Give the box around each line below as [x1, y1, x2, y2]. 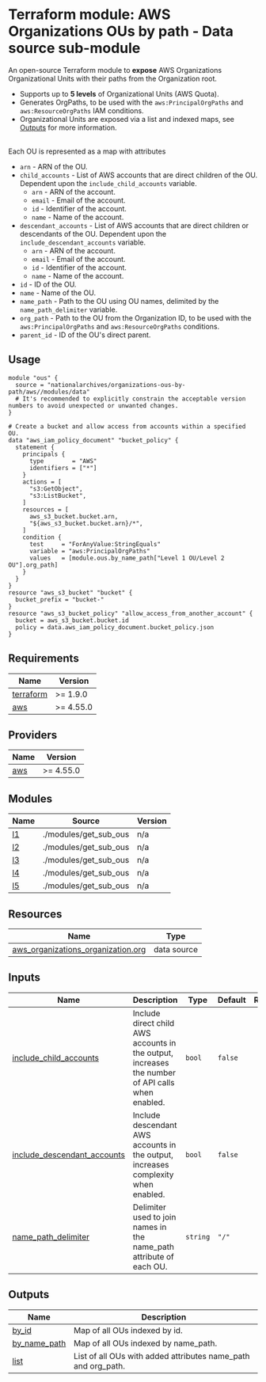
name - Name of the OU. [19, 287, 97, 298]
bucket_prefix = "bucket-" [15, 595, 104, 603]
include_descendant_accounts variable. [19, 237, 146, 247]
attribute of [132, 1251, 174, 1262]
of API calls [132, 1076, 175, 1088]
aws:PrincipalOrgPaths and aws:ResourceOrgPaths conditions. [19, 321, 220, 331]
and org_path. [74, 1360, 125, 1371]
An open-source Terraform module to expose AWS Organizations [8, 65, 222, 74]
